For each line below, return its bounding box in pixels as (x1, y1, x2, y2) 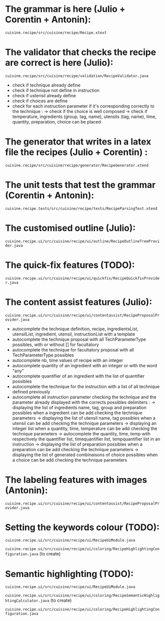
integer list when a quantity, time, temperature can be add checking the (12, 426, 158, 431)
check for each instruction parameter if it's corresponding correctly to (12, 103, 155, 109)
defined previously (12, 388, 51, 394)
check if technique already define (12, 82, 81, 88)
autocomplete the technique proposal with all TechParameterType (12, 336, 146, 342)
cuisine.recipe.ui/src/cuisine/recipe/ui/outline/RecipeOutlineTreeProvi (5, 238, 160, 244)
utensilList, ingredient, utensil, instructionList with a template (12, 331, 135, 337)
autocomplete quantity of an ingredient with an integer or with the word (12, 362, 158, 368)
